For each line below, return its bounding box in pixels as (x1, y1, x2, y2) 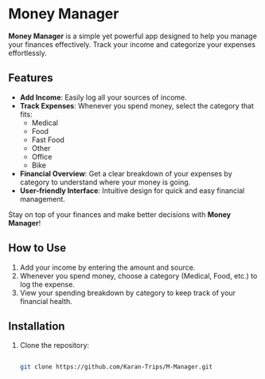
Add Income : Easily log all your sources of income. (19, 93, 187, 102)
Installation (8, 319, 65, 333)
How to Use (8, 241, 67, 255)
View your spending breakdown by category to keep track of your (19, 288, 236, 298)
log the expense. (19, 279, 76, 289)
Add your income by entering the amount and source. (19, 263, 196, 272)
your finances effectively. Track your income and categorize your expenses (8, 39, 256, 49)
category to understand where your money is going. (19, 177, 191, 187)
